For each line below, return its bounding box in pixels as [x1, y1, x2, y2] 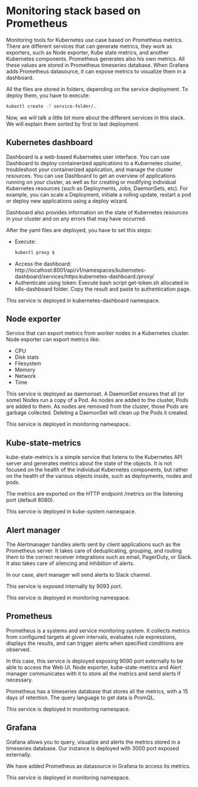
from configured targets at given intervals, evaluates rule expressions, [6, 633, 177, 640]
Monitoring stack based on [6, 4, 141, 18]
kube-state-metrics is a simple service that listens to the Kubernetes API [6, 454, 183, 461]
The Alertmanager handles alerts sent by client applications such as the [6, 541, 181, 548]
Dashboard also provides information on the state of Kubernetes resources [6, 208, 189, 216]
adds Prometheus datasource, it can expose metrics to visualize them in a [6, 68, 186, 75]
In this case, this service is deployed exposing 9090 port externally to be [6, 657, 183, 664]
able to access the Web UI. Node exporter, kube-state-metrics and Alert [6, 663, 181, 670]
